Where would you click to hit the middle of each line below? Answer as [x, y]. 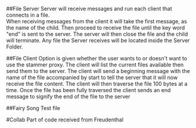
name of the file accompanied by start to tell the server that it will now [92, 77]
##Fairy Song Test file [33, 108]
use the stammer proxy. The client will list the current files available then [95, 65]
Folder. [15, 47]
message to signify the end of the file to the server [68, 96]
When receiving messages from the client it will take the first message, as [97, 21]
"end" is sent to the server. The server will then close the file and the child [97, 34]
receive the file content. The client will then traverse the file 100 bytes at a [97, 84]
